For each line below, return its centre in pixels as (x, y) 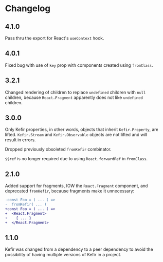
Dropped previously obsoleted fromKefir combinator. (58, 150)
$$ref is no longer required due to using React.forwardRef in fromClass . (76, 159)
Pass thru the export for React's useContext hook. (55, 38)
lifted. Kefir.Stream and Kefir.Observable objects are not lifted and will (76, 135)
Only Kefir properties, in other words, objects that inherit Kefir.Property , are (82, 130)
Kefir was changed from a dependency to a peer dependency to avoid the (79, 249)
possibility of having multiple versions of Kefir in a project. (63, 255)
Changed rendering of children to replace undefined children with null (75, 92)
